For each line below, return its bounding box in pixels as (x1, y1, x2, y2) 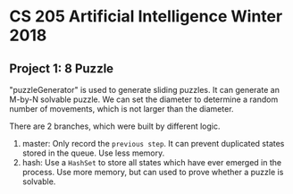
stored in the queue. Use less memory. (21, 148, 165, 158)
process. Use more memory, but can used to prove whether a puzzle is (21, 167, 284, 177)
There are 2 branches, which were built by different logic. (9, 121, 221, 131)
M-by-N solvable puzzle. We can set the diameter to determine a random (9, 94, 279, 105)
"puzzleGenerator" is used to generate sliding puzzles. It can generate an (9, 85, 280, 95)
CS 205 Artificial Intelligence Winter (9, 6, 283, 27)
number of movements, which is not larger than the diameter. (9, 104, 234, 114)
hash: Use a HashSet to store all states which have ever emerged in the (21, 157, 282, 167)
